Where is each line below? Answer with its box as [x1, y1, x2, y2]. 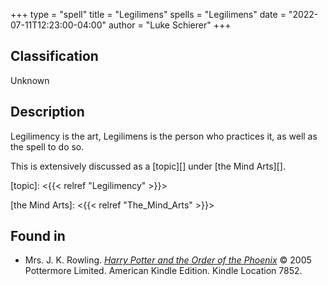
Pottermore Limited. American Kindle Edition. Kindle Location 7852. [24, 265, 303, 277]
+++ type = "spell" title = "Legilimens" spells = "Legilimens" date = [10, 9, 287, 20]
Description [10, 104, 85, 121]
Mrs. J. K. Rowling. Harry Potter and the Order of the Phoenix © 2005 [24, 254, 312, 266]
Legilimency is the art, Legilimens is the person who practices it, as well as [10, 130, 318, 142]
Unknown [10, 74, 50, 86]
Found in [10, 228, 66, 245]
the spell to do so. [10, 140, 85, 153]
